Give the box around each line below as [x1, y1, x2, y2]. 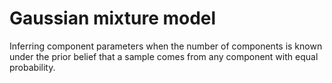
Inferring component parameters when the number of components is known [9, 40, 323, 52]
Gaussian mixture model [9, 7, 217, 30]
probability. [9, 61, 56, 73]
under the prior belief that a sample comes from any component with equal [9, 50, 319, 62]
